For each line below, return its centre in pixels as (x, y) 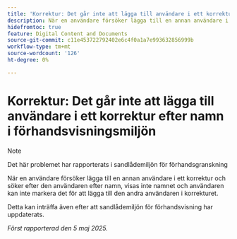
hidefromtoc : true (34, 27)
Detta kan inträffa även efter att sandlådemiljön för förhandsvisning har (110, 206)
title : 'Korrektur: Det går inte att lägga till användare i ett (105, 14)
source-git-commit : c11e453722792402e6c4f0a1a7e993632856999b (101, 40)
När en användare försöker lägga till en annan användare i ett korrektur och (117, 178)
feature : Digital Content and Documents (68, 34)
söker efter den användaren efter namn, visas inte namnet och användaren (116, 185)
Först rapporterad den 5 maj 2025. (57, 228)
